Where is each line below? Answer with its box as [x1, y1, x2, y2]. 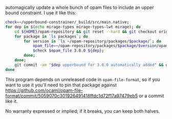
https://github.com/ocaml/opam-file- [5, 87, 83, 93]
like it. [5, 98, 18, 104]
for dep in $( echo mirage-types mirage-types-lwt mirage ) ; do [5, 24, 141, 30]
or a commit [139, 92, 164, 99]
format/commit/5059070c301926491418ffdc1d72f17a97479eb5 [5, 92, 138, 99]
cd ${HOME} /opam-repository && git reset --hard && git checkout [14, 29, 157, 34]
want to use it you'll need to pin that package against [5, 82, 117, 88]
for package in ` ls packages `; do [14, 34, 88, 39]
